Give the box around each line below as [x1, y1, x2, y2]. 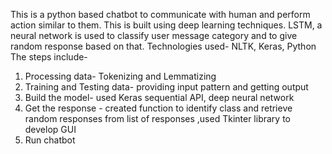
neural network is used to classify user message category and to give [10, 30, 298, 41]
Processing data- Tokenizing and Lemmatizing [24, 70, 217, 82]
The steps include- [10, 51, 88, 63]
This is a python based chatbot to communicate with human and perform [10, 9, 311, 20]
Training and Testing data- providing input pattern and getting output [24, 81, 309, 93]
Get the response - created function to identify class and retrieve [24, 102, 293, 114]
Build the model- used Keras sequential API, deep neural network [24, 92, 295, 103]
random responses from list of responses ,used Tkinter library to [24, 113, 291, 124]
